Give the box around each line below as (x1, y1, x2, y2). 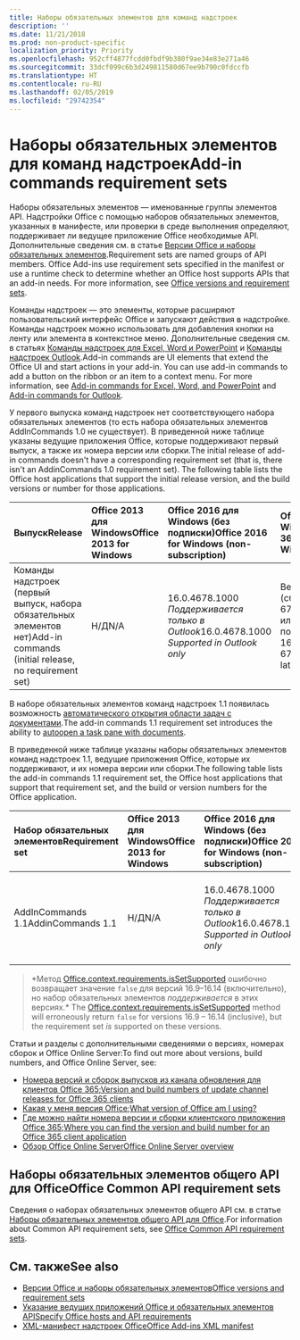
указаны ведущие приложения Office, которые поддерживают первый (9, 436, 279, 446)
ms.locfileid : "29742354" (9, 96, 105, 105)
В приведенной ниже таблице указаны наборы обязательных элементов (9, 745, 287, 755)
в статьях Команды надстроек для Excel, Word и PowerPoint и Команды (9, 343, 283, 354)
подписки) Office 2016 (167, 527, 268, 539)
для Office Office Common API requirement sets (9, 1180, 281, 1196)
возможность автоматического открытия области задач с (9, 708, 232, 719)
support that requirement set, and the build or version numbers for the (9, 782, 268, 793)
